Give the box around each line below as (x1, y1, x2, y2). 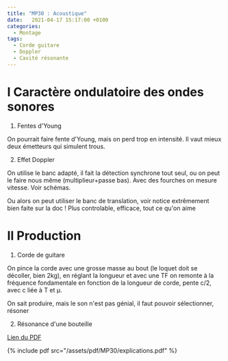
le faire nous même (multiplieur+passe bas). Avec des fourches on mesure (7, 176, 217, 184)
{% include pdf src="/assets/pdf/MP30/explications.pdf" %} (7, 346, 178, 354)
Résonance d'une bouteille (16, 320, 92, 328)
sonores (7, 99, 55, 114)
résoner (7, 306, 29, 314)
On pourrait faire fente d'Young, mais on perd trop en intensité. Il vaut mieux (7, 135, 222, 143)
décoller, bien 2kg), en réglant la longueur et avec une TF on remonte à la (7, 271, 214, 279)
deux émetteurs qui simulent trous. (7, 142, 105, 150)
